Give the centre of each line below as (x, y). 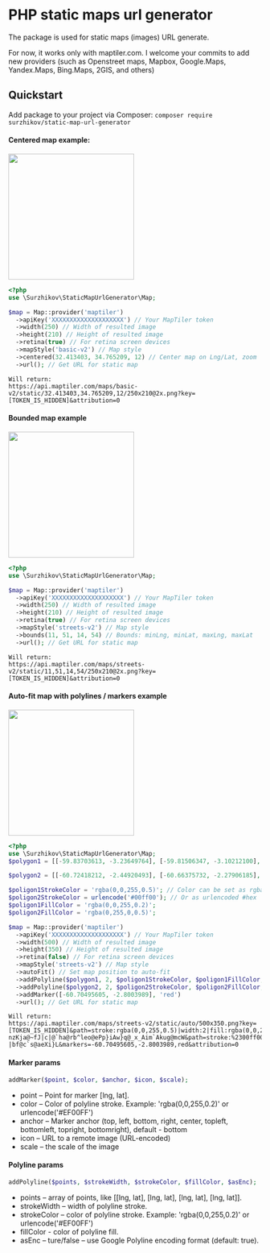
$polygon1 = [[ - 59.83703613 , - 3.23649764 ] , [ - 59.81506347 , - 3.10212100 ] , (135, 861)
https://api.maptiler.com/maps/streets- (77, 664)
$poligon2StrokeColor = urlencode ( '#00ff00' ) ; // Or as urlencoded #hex (133, 898)
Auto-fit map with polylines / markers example (88, 696)
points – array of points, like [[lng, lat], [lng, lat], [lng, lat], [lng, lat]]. (131, 1197)
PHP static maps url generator (110, 15)
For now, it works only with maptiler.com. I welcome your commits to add (129, 52)
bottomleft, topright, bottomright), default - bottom (103, 1129)
